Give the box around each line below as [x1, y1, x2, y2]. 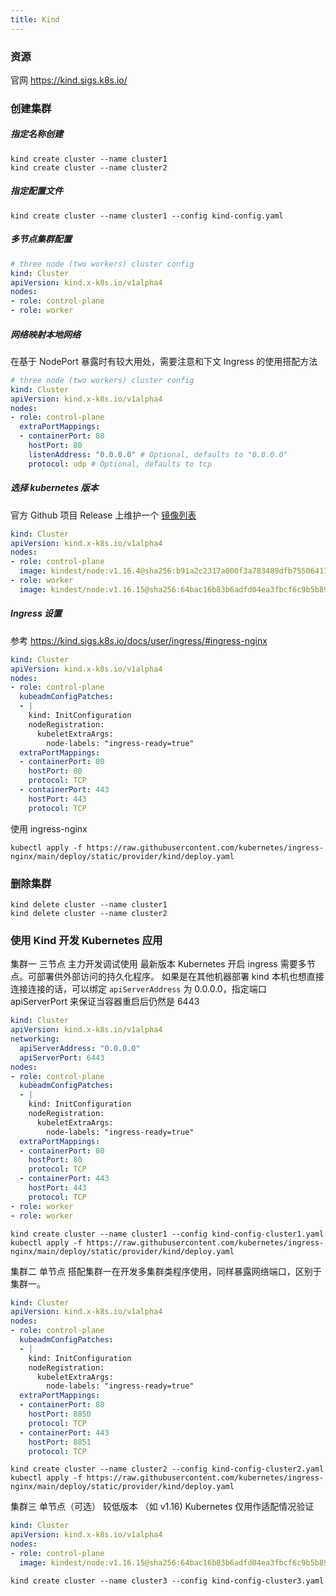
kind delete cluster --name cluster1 [10, 899, 168, 910]
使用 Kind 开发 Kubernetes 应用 [10, 933, 163, 947]
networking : [10, 1034, 60, 1044]
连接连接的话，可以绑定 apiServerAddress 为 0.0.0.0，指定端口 [10, 983, 267, 995]
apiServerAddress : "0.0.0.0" [19, 1043, 141, 1053]
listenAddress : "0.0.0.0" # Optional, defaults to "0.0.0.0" [28, 449, 288, 460]
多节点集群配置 [10, 233, 72, 245]
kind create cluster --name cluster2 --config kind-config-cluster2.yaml [10, 1464, 325, 1475]
